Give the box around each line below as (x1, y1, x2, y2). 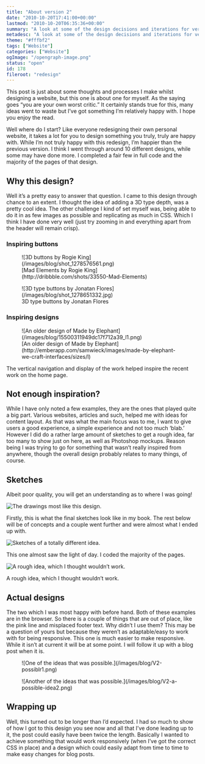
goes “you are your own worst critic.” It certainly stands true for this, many (6, 101, 193, 109)
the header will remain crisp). (6, 225, 80, 232)
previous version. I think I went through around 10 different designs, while (6, 145, 191, 153)
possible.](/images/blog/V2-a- (100, 678, 178, 685)
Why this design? (6, 176, 74, 186)
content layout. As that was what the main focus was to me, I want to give (6, 418, 192, 425)
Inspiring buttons (6, 239, 59, 248)
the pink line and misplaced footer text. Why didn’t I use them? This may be (6, 622, 196, 629)
